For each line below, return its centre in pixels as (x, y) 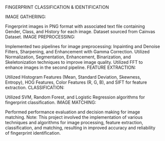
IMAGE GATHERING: (26, 17)
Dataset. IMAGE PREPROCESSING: (40, 37)
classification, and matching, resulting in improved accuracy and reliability (80, 128)
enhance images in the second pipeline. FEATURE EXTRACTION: (71, 67)
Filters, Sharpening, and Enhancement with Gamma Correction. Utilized (78, 52)
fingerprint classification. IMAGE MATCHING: (51, 102)
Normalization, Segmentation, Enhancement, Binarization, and (68, 57)
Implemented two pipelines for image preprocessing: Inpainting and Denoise (82, 46)
